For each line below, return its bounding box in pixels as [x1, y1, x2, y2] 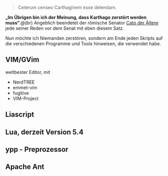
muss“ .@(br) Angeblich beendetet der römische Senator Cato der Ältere [5, 20, 159, 26]
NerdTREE [12, 79, 35, 85]
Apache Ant [5, 163, 45, 171]
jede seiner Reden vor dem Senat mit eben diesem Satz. [5, 25, 124, 31]
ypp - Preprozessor [5, 145, 68, 153]
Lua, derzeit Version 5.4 [5, 128, 84, 136]
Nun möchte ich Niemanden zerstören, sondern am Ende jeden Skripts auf [5, 35, 163, 41]
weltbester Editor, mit [5, 69, 50, 75]
